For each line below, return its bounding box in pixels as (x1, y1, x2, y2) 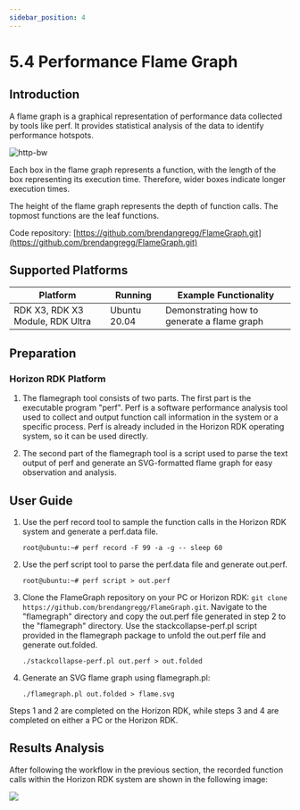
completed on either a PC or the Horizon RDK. (9, 714, 179, 725)
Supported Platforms (9, 263, 129, 278)
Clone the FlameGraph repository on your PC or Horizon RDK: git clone (21, 591, 287, 603)
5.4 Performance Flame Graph (9, 51, 238, 71)
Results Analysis (9, 740, 104, 756)
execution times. (9, 183, 71, 194)
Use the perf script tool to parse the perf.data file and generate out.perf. (21, 559, 287, 570)
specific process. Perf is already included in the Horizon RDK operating (21, 422, 285, 432)
